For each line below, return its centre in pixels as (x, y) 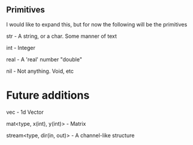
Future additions (48, 95)
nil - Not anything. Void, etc (40, 71)
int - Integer (21, 48)
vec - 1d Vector (25, 112)
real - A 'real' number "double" (44, 59)
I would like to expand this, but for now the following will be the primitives (97, 24)
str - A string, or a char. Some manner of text (61, 36)
